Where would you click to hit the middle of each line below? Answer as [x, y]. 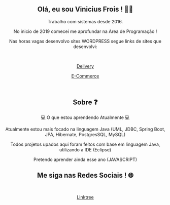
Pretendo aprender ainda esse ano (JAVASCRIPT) [85, 159]
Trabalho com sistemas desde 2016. [85, 21]
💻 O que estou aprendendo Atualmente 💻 [85, 117]
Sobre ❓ [85, 102]
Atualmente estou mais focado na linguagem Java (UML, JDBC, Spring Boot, [85, 129]
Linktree [85, 197]
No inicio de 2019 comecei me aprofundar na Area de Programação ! [85, 31]
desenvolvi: [85, 47]
